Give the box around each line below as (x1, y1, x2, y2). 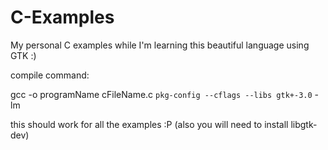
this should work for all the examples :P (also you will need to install (10, 118, 289, 130)
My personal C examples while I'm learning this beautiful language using (10, 39, 310, 51)
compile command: (10, 69, 90, 81)
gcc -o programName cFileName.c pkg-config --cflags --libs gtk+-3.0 (10, 88, 313, 100)
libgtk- (290, 118, 318, 130)
